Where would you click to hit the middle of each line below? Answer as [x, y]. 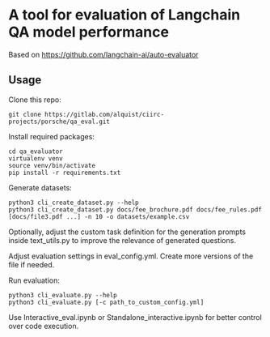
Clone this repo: [35, 100]
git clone [25, 114]
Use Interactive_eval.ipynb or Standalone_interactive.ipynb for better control [135, 317]
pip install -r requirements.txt [65, 173]
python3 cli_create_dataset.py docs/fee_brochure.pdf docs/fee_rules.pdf [135, 209]
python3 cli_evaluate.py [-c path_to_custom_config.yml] [106, 302]
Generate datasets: [40, 187]
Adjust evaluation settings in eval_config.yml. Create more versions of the [131, 256]
